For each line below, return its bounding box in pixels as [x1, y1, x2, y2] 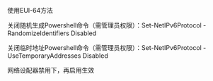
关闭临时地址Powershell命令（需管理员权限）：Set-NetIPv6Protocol [7, 44, 202, 51]
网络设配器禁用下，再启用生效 [7, 66, 94, 74]
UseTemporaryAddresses [7, 51, 81, 60]
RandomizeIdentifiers [7, 29, 69, 37]
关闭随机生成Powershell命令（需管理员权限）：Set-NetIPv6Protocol [7, 21, 202, 30]
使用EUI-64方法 [7, 6, 53, 14]
